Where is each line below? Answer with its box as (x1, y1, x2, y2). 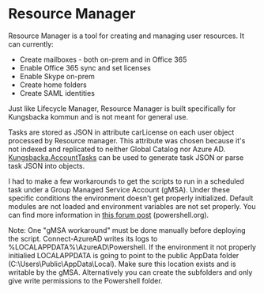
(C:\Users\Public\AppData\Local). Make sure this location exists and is (8, 259, 236, 268)
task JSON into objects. (8, 161, 85, 170)
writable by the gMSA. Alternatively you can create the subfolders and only (8, 267, 253, 277)
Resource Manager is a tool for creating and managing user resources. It (8, 31, 245, 40)
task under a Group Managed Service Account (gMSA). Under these (8, 185, 231, 194)
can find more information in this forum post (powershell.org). (8, 210, 209, 219)
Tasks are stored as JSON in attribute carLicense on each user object (8, 127, 235, 137)
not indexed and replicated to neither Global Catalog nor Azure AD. (8, 144, 226, 154)
